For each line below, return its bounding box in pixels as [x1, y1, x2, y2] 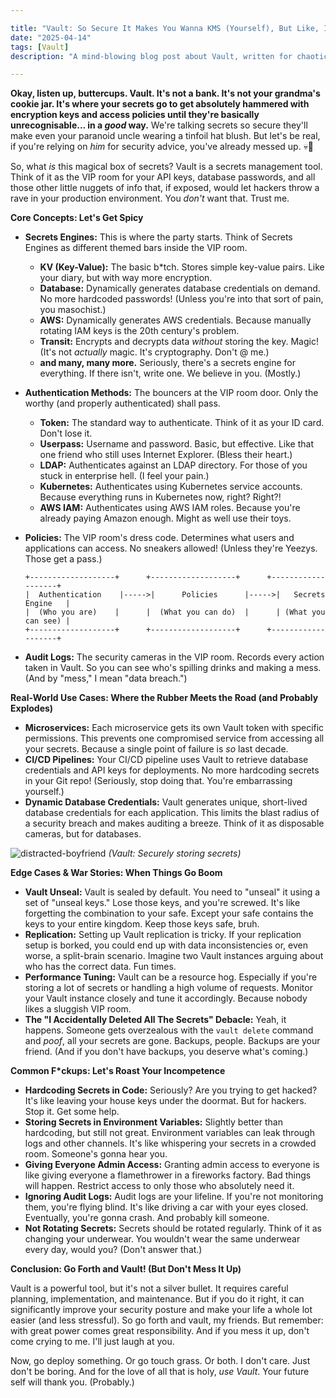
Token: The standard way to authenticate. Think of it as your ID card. [39, 417, 325, 429]
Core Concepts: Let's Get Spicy [10, 212, 144, 224]
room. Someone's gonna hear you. [24, 1148, 168, 1160]
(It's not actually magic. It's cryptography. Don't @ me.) [39, 346, 270, 358]
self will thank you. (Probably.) [10, 1376, 135, 1388]
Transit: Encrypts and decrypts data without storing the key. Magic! [39, 336, 319, 348]
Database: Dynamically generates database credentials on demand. [39, 282, 321, 295]
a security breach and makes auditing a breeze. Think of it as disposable [24, 817, 325, 830]
